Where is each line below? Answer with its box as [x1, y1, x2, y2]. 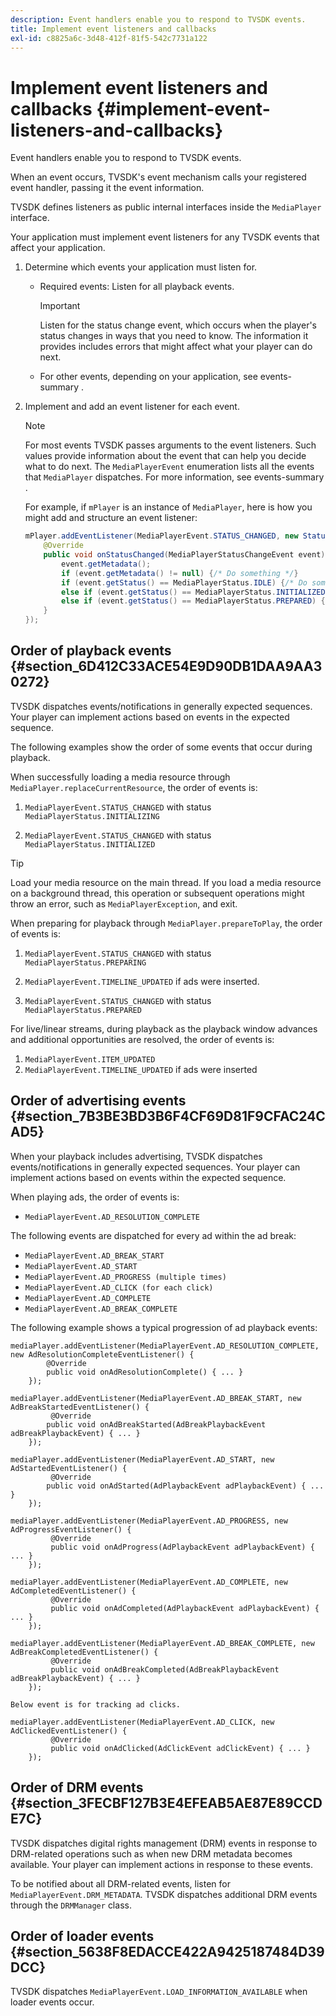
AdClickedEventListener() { [10, 1726, 128, 1736]
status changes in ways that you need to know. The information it [39, 330, 309, 342]
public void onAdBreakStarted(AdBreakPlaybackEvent [46, 1419, 267, 1430]
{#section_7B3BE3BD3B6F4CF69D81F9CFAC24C [10, 1108, 326, 1125]
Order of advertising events [10, 1092, 187, 1110]
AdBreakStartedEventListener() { [10, 1402, 150, 1412]
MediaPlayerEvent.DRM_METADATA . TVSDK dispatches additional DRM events [10, 1888, 318, 1900]
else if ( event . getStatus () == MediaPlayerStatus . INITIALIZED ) [61, 587, 330, 597]
